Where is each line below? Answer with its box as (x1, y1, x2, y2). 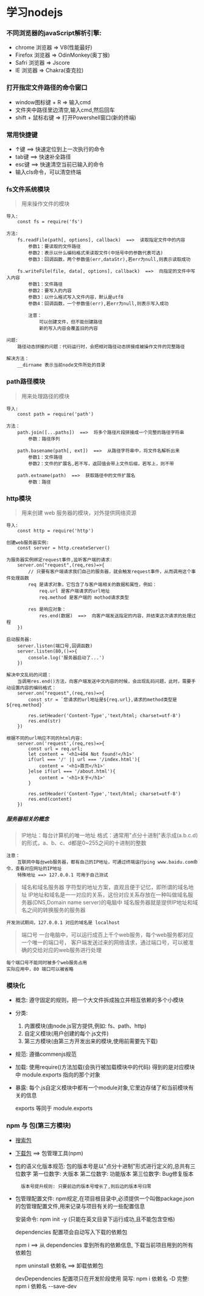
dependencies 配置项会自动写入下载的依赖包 (15, 1228, 128, 1236)
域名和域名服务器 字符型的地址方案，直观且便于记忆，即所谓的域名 (21, 883, 189, 890)
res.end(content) (28, 796, 72, 802)
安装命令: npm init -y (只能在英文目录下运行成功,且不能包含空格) (15, 1215, 175, 1223)
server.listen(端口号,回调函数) (17, 643, 93, 649)
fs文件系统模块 (6, 185, 50, 193)
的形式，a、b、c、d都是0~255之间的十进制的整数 (21, 839, 147, 847)
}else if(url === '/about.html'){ (28, 768, 116, 775)
